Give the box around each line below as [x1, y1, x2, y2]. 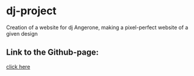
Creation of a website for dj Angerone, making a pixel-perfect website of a [6, 24, 189, 31]
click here [6, 63, 31, 70]
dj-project [6, 4, 57, 18]
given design [6, 30, 38, 37]
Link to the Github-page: [6, 47, 99, 58]
